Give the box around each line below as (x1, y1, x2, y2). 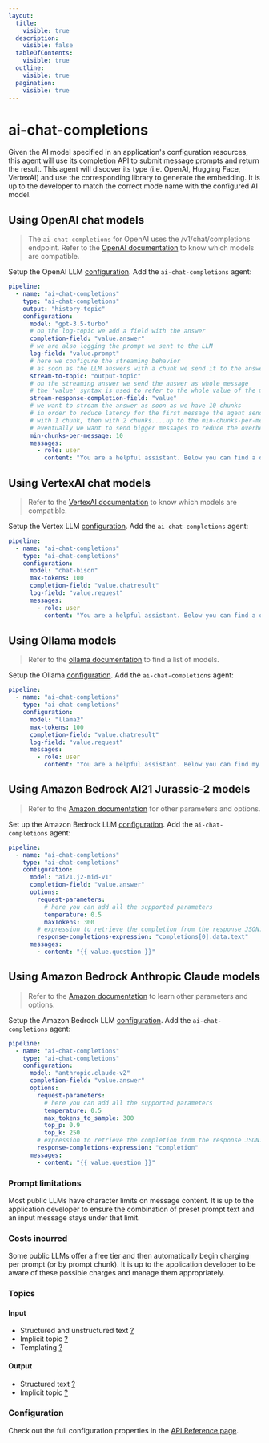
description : (15, 34, 59, 42)
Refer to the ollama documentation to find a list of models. (27, 655, 220, 665)
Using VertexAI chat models (8, 476, 151, 490)
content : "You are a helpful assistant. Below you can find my (43, 761, 260, 769)
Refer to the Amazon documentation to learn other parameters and (27, 991, 248, 1000)
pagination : (15, 79, 56, 87)
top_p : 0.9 (43, 1122, 81, 1130)
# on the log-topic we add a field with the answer (29, 327, 206, 335)
